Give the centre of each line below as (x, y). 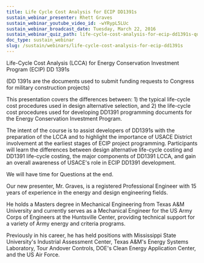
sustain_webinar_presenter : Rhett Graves (59, 18)
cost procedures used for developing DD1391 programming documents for (99, 112)
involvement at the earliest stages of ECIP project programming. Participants (102, 143)
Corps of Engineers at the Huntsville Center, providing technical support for (101, 217)
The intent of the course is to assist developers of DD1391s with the (90, 130)
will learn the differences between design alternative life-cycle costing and (100, 150)
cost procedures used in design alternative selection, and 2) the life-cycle (99, 105)
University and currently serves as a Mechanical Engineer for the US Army (99, 210)
